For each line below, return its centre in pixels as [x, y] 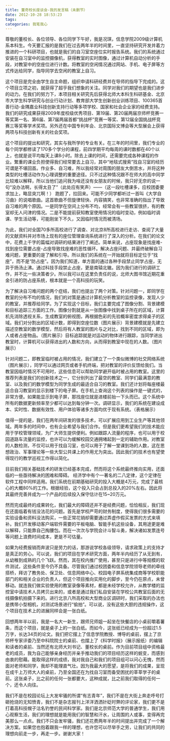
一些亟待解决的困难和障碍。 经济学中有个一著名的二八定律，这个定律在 [88, 475]
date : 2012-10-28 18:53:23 [34, 15]
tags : [11, 19]
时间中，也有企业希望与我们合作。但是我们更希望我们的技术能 [96, 426]
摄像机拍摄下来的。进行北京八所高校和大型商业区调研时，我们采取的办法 [85, 598]
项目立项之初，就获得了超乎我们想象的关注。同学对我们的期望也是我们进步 [87, 88]
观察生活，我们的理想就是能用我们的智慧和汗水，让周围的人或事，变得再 [85, 715]
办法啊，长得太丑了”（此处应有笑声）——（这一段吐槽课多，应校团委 [88, 187]
